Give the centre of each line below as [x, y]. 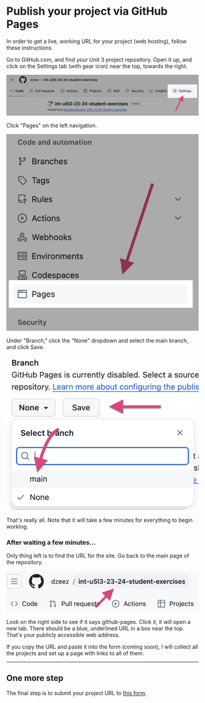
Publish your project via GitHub [87, 11]
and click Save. [25, 347]
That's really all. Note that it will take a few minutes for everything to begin [100, 520]
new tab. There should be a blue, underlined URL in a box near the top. [95, 628]
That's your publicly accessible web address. [63, 634]
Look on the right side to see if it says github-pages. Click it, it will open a [99, 622]
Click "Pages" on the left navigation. [52, 126]
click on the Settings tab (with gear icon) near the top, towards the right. [97, 66]
